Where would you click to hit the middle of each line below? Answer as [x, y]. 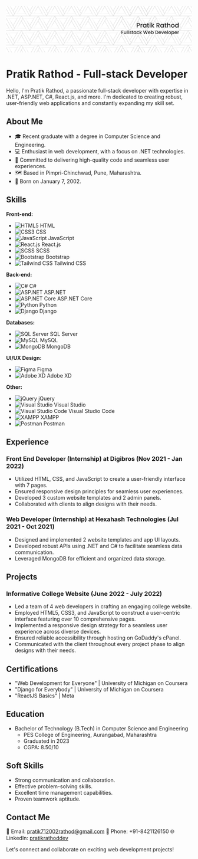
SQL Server [64, 334]
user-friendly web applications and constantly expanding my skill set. [90, 103]
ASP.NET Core [75, 299]
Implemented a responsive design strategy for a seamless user [91, 625]
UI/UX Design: [24, 358]
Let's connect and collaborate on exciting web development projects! [90, 850]
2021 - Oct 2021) [30, 527]
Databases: [21, 322]
